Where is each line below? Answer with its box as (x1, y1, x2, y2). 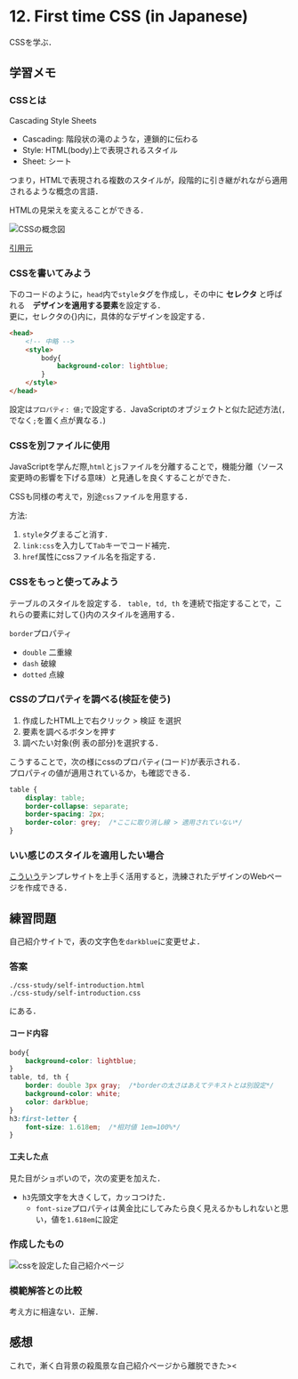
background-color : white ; (25, 1090, 122, 1099)
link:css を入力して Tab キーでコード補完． (21, 540, 175, 551)
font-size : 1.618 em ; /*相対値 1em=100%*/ (25, 1123, 181, 1132)
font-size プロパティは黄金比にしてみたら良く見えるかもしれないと (35, 1203, 282, 1214)
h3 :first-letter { (9, 1114, 77, 1123)
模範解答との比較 (9, 1284, 83, 1296)
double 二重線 (21, 647, 73, 657)
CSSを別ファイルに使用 (9, 439, 110, 451)
